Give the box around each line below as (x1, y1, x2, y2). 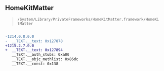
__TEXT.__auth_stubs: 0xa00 (11, 52, 70, 57)
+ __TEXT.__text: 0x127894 (5, 47, 63, 53)
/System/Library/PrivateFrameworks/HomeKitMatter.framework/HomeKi (17, 17, 159, 22)
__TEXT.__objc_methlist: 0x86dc (11, 57, 79, 62)
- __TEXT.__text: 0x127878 (5, 39, 63, 44)
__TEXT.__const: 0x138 (11, 61, 58, 67)
